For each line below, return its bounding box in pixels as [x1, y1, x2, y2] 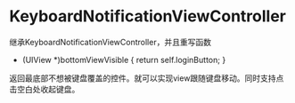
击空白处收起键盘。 [9, 83, 80, 94]
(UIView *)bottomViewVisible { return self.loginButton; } [21, 54, 226, 65]
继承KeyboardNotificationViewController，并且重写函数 [9, 36, 212, 47]
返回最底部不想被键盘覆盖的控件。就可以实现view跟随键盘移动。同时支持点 [9, 73, 284, 83]
